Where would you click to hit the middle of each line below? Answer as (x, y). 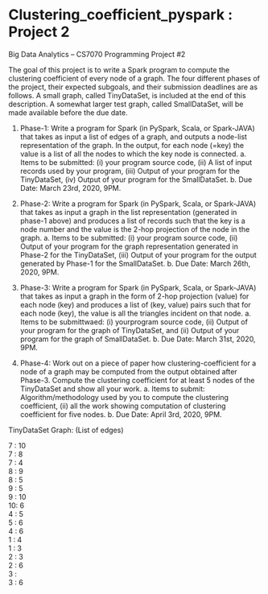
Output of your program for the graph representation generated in (129, 246)
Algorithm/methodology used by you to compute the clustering (124, 397)
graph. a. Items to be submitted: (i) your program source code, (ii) (129, 237)
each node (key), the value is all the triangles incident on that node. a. (136, 313)
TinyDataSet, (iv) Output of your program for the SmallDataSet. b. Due (136, 179)
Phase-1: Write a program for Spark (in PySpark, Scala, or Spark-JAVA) (137, 128)
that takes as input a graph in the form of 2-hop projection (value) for (134, 296)
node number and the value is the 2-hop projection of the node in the (135, 229)
